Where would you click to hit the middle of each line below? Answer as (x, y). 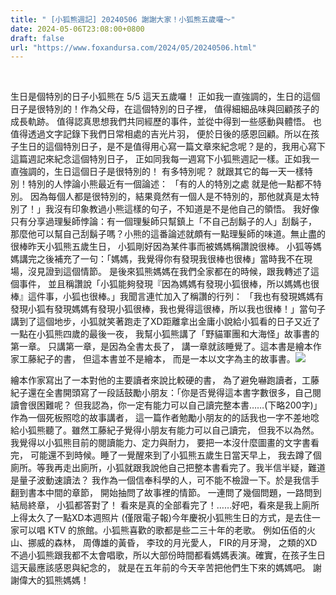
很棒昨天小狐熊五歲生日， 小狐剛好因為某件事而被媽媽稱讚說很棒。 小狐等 (161, 247)
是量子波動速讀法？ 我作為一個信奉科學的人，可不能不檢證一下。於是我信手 (165, 480)
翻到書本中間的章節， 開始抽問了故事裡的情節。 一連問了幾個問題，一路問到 (166, 493)
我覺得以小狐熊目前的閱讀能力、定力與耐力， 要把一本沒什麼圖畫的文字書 (160, 443)
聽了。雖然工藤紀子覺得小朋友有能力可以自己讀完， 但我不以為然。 (182, 430)
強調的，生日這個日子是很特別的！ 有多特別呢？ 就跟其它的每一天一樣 (161, 172)
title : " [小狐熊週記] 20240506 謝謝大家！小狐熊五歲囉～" (123, 19)
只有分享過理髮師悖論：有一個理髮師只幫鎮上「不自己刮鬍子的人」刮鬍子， (163, 222)
